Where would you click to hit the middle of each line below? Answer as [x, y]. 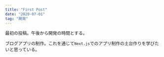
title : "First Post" [26, 9]
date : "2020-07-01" [25, 14]
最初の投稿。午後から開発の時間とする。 [46, 33]
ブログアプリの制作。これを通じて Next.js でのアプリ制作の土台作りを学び [80, 43]
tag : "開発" [17, 19]
